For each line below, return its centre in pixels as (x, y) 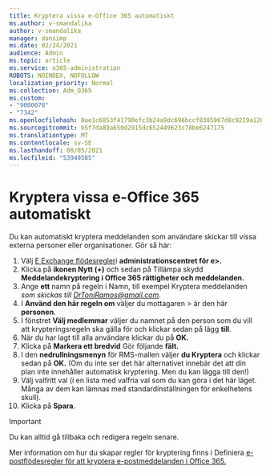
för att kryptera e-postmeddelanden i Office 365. (146, 461)
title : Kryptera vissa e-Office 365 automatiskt (92, 16)
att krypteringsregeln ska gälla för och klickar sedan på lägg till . (126, 329)
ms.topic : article (40, 61)
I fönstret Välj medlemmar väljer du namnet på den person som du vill (137, 321)
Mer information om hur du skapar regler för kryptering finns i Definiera (127, 453)
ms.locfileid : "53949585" (52, 157)
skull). (31, 398)
